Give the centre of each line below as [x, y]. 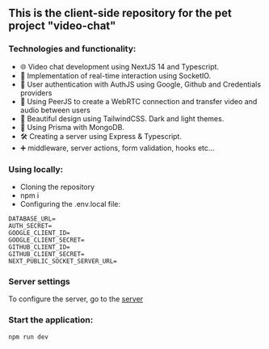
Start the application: [51, 320]
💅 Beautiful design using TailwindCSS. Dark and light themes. [122, 118]
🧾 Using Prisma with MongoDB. [72, 127]
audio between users [55, 110]
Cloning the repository [57, 187]
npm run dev [28, 337]
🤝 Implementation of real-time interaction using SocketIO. [116, 75]
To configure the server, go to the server [76, 299]
